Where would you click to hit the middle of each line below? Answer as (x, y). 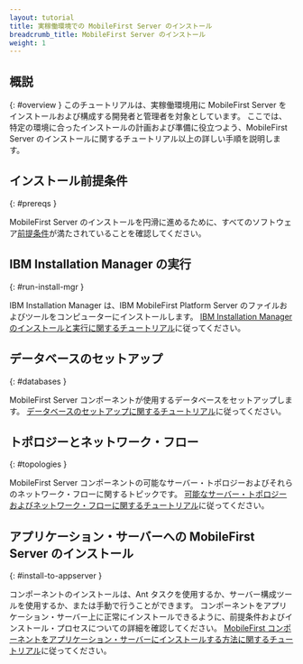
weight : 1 (28, 43)
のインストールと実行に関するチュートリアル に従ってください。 (128, 327)
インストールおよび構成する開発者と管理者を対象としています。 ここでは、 (148, 116)
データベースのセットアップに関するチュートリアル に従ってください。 (156, 411)
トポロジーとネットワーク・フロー (104, 442)
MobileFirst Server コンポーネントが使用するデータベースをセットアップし (147, 400)
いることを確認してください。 (151, 233)
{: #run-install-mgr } (46, 287)
